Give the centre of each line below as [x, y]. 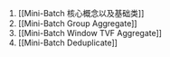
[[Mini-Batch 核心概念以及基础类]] [81, 13]
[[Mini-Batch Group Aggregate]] [77, 24]
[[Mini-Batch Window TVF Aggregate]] [90, 33]
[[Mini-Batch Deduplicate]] [67, 43]
